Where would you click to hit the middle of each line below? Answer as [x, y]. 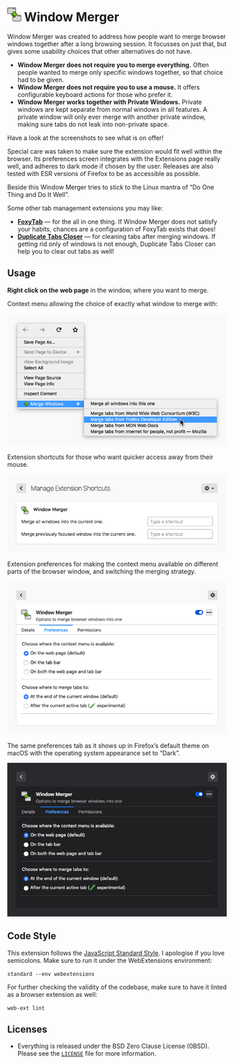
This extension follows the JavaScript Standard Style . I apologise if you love [116, 953]
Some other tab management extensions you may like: [85, 208]
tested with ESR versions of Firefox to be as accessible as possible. [104, 173]
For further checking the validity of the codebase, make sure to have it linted [117, 987]
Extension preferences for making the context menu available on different [113, 564]
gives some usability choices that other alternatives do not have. [100, 51]
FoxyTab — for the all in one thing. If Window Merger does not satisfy [117, 221]
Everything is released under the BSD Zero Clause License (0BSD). [113, 1046]
